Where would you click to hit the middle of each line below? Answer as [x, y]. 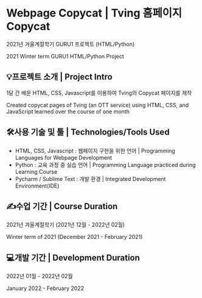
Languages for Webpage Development [64, 157]
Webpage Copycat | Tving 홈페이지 [94, 13]
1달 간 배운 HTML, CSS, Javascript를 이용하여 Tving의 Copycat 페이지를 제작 [99, 93]
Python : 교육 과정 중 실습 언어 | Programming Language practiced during [105, 165]
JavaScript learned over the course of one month [68, 112]
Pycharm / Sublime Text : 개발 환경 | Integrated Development [90, 179]
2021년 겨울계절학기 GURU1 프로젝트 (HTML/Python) [71, 44]
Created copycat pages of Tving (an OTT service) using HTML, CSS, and [98, 105]
